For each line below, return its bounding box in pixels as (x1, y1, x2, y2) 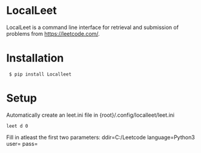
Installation (6, 51, 64, 65)
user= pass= (6, 140, 38, 147)
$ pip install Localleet (8, 71, 71, 77)
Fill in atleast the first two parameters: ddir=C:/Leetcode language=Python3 (6, 134, 195, 141)
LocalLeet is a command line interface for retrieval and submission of (6, 24, 179, 31)
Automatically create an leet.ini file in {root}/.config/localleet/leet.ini (6, 111, 174, 119)
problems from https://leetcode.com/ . (6, 30, 100, 37)
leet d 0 (6, 123, 28, 129)
